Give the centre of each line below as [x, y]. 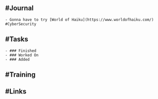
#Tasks [17, 39]
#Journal [19, 8]
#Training [20, 75]
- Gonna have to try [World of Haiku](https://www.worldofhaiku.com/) [79, 19]
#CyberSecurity [21, 24]
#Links [16, 92]
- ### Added [17, 59]
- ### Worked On [22, 55]
